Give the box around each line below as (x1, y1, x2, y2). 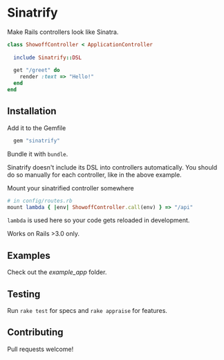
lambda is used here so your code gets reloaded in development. (7, 216, 190, 224)
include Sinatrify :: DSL (13, 54, 82, 61)
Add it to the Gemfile (7, 123, 66, 132)
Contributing (7, 327, 64, 339)
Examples (7, 249, 50, 261)
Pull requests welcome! (7, 345, 74, 353)
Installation (7, 105, 57, 117)
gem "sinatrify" (13, 137, 60, 144)
